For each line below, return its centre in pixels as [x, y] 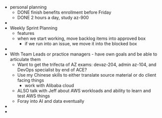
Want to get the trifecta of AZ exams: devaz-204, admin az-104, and [87, 64]
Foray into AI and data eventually [51, 101]
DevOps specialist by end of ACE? [52, 70]
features [26, 33]
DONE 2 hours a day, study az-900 [53, 17]
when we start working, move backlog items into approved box [81, 38]
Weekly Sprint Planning [34, 28]
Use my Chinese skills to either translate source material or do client [87, 75]
